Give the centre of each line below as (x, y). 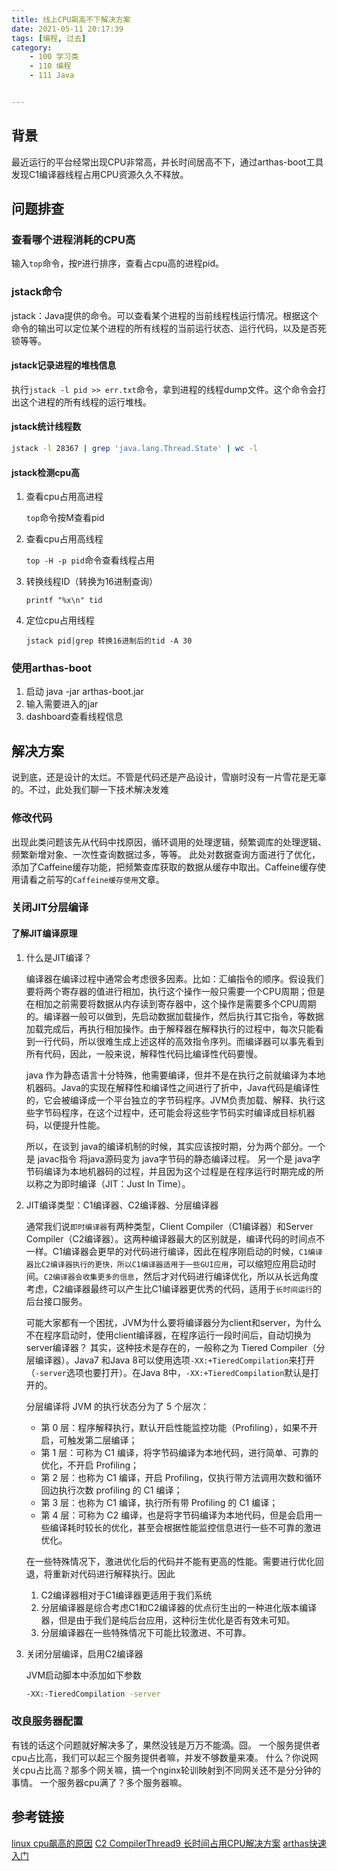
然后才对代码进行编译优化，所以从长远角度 (230, 1276)
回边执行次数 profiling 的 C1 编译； (111, 1490)
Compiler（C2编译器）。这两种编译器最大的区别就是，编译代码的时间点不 (175, 1238)
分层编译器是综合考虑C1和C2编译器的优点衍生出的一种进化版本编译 (179, 1607)
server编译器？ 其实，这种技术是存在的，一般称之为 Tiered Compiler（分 (175, 1347)
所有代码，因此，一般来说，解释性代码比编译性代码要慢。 (144, 1053)
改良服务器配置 (47, 1721)
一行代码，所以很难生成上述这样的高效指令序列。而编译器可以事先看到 (179, 1041)
